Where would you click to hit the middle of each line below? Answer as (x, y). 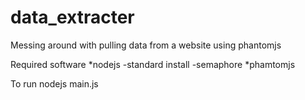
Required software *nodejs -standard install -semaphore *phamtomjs (153, 64)
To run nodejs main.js (54, 83)
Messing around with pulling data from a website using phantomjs (146, 45)
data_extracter (72, 17)
